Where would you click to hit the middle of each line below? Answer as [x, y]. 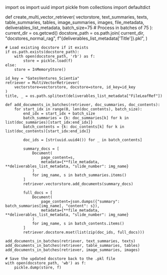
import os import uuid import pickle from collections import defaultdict [78, 7]
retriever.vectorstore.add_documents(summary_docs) [78, 184]
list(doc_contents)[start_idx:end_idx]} [48, 131]
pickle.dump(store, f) [38, 267]
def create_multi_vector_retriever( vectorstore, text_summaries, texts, [77, 17]
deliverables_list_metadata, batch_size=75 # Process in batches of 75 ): [79, 28]
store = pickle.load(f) [48, 61]
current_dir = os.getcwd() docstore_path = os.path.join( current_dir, [75, 33]
